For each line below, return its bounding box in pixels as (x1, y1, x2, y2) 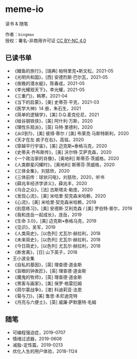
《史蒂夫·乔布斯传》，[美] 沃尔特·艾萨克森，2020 (12, 149, 111, 155)
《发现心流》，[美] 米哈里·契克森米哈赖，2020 (12, 192, 106, 198)
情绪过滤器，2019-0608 (12, 335, 62, 341)
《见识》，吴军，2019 (12, 224, 56, 230)
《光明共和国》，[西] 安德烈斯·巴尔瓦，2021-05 (12, 74, 108, 80)
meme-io (5, 3, 44, 15)
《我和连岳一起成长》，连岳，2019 (12, 211, 82, 217)
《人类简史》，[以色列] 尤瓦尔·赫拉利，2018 (12, 230, 101, 236)
